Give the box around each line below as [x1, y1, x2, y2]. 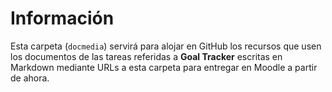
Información [10, 7, 115, 30]
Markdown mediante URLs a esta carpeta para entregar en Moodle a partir [10, 61, 318, 73]
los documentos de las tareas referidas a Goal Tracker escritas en [10, 50, 283, 62]
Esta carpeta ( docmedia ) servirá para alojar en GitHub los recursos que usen [10, 40, 322, 52]
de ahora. [10, 72, 50, 84]
